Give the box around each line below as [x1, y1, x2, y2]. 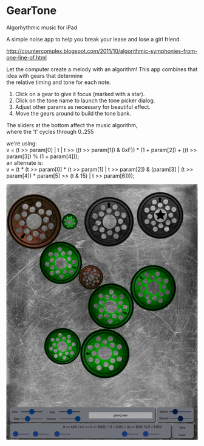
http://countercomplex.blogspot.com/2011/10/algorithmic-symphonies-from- [6, 47, 198, 55]
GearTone [6, 4, 56, 18]
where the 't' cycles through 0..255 [6, 128, 94, 135]
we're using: [6, 139, 38, 147]
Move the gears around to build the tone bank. [15, 110, 132, 117]
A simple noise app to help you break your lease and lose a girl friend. [6, 35, 181, 43]
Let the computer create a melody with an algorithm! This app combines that [6, 65, 198, 73]
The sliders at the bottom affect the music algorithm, [6, 121, 138, 128]
